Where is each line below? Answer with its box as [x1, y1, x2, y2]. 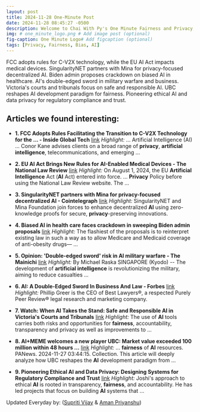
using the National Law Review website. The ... [14, 179, 130, 186]
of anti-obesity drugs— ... [14, 240, 79, 248]
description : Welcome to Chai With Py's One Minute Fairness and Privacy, [6, 25, 196, 32]
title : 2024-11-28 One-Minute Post [6, 14, 95, 20]
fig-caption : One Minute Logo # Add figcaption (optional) [6, 36, 153, 42]
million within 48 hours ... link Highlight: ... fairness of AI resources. [14, 344, 183, 351]
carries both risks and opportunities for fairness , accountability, [14, 319, 172, 327]
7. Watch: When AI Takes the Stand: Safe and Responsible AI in [14, 307, 174, 314]
